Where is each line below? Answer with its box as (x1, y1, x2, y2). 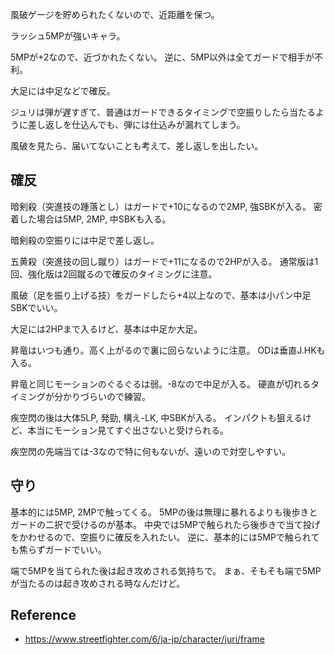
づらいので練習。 (79, 390, 151, 402)
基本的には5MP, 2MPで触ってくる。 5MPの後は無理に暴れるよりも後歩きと (10, 506, 318, 518)
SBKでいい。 (10, 301, 63, 313)
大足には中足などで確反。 (10, 85, 116, 97)
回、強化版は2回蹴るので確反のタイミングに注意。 (10, 268, 218, 280)
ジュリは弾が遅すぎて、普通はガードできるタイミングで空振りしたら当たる (10, 106, 317, 118)
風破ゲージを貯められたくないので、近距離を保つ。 (10, 9, 220, 20)
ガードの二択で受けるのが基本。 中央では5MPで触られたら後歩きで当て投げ (10, 518, 321, 530)
